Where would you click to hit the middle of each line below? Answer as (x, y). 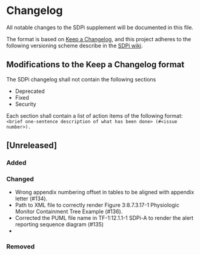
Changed (20, 178)
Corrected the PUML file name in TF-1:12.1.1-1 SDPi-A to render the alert (104, 218)
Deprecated (30, 91)
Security (25, 104)
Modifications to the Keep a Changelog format (95, 65)
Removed (21, 246)
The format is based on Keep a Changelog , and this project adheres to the (99, 39)
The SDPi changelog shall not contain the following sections (81, 79)
